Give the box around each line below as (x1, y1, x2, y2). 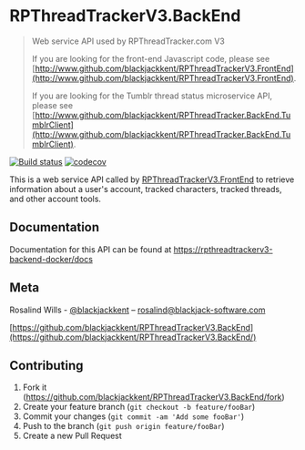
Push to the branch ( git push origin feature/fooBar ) (22, 421, 225, 432)
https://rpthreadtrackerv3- (173, 243, 273, 255)
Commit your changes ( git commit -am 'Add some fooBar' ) (22, 411, 245, 422)
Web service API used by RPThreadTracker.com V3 (31, 36, 225, 46)
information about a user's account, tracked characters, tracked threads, (9, 183, 282, 194)
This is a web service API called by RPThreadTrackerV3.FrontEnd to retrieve (9, 174, 295, 185)
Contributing (9, 357, 84, 373)
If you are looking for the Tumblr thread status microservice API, (31, 90, 273, 101)
